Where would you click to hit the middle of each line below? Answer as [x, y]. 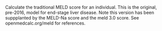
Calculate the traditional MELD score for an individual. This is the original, [81, 7]
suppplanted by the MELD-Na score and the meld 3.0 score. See [72, 18]
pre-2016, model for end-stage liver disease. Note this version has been [80, 12]
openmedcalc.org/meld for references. [45, 23]
